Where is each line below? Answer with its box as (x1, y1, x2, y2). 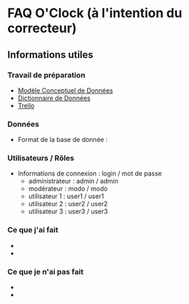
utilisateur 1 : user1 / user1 (28, 192, 105, 201)
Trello (17, 101, 35, 110)
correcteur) (7, 20, 77, 36)
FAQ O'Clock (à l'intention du (7, 5, 183, 21)
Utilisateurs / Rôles (7, 153, 75, 163)
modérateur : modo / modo (28, 184, 108, 193)
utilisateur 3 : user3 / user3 (28, 207, 108, 216)
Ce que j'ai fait (7, 225, 58, 235)
